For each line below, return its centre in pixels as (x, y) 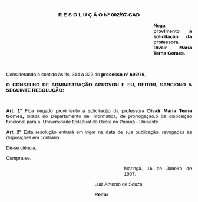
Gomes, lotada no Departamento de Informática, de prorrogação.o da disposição (99, 116)
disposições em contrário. (33, 137)
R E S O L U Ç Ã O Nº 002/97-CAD (99, 15)
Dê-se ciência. (22, 148)
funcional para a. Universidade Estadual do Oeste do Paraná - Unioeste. (83, 122)
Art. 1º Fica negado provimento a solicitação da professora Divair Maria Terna (99, 111)
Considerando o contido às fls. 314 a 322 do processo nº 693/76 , (76, 75)
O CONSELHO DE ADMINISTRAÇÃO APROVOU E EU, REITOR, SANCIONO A (99, 85)
